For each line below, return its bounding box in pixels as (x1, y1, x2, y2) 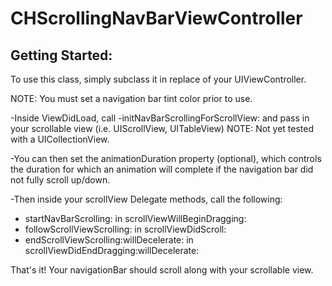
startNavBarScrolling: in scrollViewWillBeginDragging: (24, 213, 247, 224)
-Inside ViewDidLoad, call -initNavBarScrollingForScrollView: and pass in (10, 112, 310, 124)
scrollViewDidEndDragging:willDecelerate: (24, 245, 200, 256)
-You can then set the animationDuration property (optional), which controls (10, 153, 322, 164)
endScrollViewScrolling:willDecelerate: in (24, 234, 194, 246)
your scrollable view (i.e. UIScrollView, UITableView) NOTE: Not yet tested (10, 123, 315, 134)
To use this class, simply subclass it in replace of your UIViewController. (10, 73, 307, 85)
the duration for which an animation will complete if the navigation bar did (10, 163, 314, 175)
